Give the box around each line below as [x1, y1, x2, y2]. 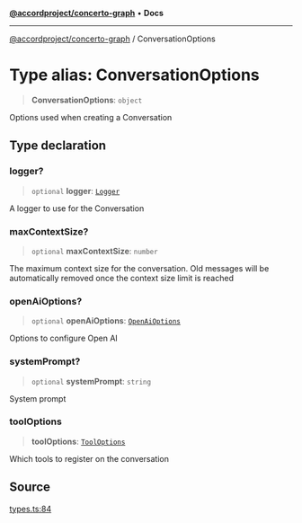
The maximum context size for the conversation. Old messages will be [9, 262, 270, 273]
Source [9, 480, 51, 495]
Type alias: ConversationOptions [9, 65, 261, 85]
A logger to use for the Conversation [9, 202, 145, 214]
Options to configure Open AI [9, 332, 119, 344]
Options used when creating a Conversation [9, 111, 173, 122]
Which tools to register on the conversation [9, 453, 169, 464]
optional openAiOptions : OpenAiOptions [31, 315, 182, 326]
